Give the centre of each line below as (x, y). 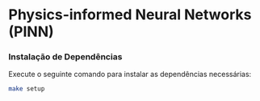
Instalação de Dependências (65, 57)
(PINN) (31, 32)
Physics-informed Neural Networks (130, 15)
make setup (27, 89)
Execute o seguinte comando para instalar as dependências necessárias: (130, 75)
